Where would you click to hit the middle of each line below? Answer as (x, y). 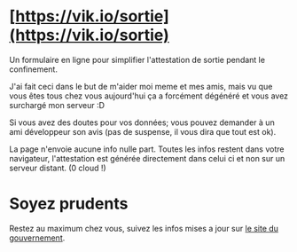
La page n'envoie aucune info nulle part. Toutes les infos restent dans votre (147, 149)
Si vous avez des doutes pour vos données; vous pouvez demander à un (142, 122)
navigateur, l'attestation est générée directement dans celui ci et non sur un (147, 158)
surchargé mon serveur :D (57, 105)
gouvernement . (37, 238)
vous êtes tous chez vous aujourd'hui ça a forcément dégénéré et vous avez (149, 96)
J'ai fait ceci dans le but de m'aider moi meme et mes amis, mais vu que (141, 86)
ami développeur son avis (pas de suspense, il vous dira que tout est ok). (143, 131)
